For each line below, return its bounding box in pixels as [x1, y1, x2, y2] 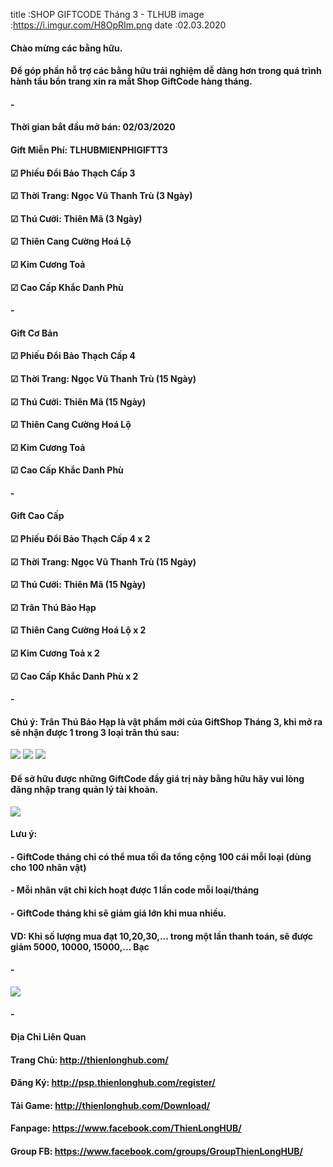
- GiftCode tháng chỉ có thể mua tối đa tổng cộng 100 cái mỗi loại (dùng [10, 850, 312, 863]
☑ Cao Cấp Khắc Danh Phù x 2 [10, 670, 139, 682]
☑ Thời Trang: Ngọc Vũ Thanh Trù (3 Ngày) [10, 190, 193, 202]
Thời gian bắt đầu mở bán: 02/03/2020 [10, 121, 176, 133]
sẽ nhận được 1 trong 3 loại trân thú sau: [10, 726, 180, 738]
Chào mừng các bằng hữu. [10, 42, 123, 54]
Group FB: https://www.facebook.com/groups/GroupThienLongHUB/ [10, 1145, 303, 1157]
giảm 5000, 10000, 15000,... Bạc [10, 940, 150, 953]
